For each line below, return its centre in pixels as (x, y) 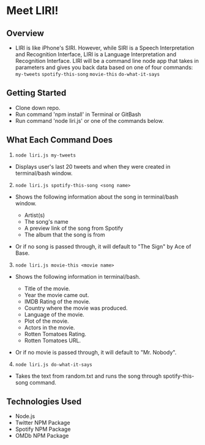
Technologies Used (44, 402)
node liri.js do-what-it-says (54, 364)
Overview (25, 33)
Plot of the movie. (47, 321)
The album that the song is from (65, 234)
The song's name (46, 221)
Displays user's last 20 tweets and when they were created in (93, 166)
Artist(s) (35, 215)
